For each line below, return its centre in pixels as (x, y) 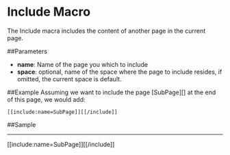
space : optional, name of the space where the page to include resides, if (119, 72)
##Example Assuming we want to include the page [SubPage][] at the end (112, 92)
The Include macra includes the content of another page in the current (106, 31)
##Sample (22, 124)
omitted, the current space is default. (69, 79)
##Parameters (27, 51)
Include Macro (49, 12)
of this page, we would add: (46, 99)
